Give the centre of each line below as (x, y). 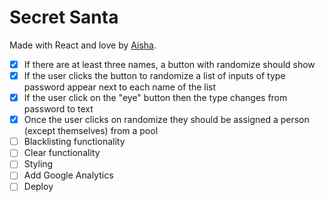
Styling (38, 164)
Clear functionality (62, 153)
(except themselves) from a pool (91, 131)
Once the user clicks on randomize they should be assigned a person (166, 120)
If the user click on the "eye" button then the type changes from (155, 98)
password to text (58, 109)
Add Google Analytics (68, 175)
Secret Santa (64, 17)
